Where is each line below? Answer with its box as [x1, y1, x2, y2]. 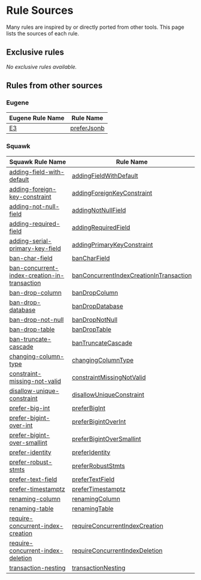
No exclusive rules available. [6, 63, 77, 70]
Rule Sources [6, 4, 74, 17]
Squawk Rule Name [9, 157, 66, 166]
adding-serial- [9, 236, 52, 245]
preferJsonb [70, 124, 105, 133]
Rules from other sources [6, 80, 103, 91]
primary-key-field [9, 244, 62, 253]
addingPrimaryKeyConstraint [71, 241, 154, 249]
